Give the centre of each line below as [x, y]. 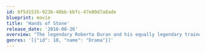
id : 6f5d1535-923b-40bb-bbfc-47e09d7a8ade [61, 12]
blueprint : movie [29, 18]
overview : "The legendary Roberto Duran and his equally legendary [94, 35]
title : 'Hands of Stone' [38, 23]
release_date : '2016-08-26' [42, 29]
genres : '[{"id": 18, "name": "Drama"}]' [60, 40]
